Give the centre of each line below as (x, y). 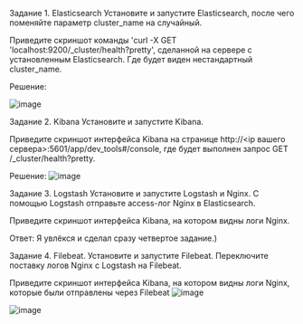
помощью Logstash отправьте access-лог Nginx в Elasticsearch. (133, 203)
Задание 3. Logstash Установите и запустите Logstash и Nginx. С (134, 193)
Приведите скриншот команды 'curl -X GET (93, 40)
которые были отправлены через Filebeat (90, 292)
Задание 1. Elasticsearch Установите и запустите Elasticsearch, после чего (152, 13)
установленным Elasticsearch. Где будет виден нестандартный (131, 59)
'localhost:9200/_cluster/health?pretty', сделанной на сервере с (131, 50)
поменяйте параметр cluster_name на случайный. (106, 23)
